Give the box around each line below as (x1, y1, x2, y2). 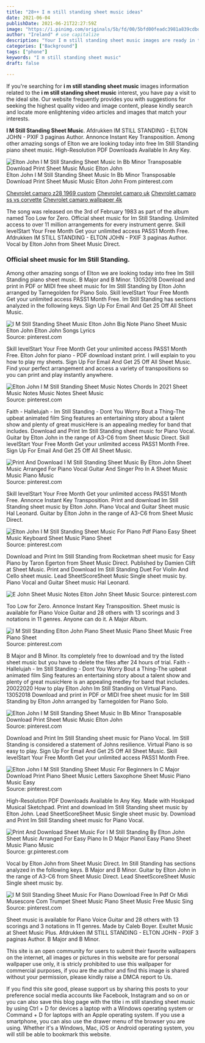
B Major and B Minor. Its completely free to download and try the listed (6, 652, 184, 659)
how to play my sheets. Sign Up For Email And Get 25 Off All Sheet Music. (6, 358, 192, 365)
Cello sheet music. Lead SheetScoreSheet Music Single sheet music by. (6, 572, 187, 579)
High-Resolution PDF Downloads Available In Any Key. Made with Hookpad (6, 796, 195, 804)
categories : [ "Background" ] (6, 43, 78, 50)
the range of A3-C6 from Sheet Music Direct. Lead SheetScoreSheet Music (6, 872, 196, 880)
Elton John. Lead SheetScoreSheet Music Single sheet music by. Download (6, 810, 196, 817)
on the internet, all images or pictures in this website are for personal (6, 954, 179, 961)
